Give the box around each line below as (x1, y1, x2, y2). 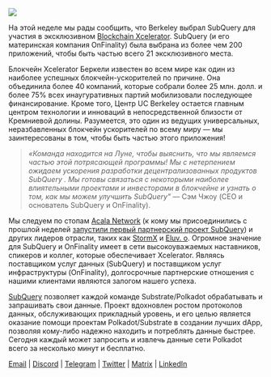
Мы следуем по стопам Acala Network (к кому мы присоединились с (8, 216, 248, 226)
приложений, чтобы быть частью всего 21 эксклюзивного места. (8, 49, 234, 58)
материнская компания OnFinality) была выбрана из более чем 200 (8, 40, 243, 49)
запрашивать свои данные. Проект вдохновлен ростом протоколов (8, 300, 243, 310)
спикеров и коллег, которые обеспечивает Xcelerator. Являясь (8, 251, 225, 260)
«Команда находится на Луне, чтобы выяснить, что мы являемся (28, 149, 256, 158)
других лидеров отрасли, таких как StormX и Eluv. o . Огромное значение (8, 233, 261, 243)
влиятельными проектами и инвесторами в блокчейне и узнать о (28, 183, 256, 193)
